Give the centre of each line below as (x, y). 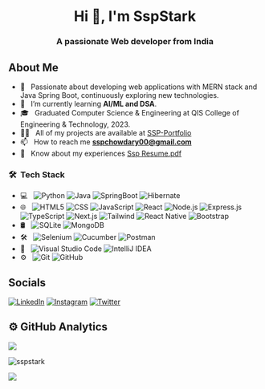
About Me (33, 67)
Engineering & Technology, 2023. (75, 124)
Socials (27, 283)
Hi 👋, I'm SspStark (135, 16)
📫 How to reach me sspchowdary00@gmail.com (106, 142)
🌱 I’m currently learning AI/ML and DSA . (88, 103)
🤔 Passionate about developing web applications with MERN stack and (139, 87)
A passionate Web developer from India (135, 42)
